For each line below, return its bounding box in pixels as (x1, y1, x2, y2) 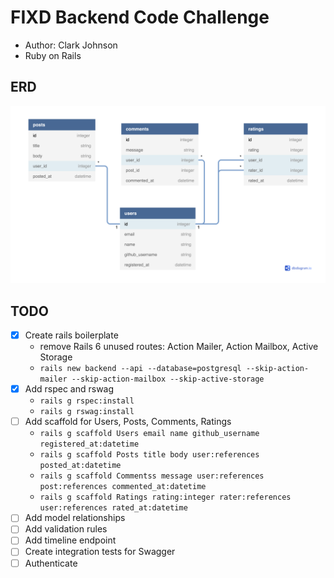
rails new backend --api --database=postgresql (39, 364, 242, 374)
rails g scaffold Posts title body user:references (39, 450, 260, 460)
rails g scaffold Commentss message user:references (39, 471, 265, 481)
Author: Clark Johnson (24, 39, 118, 51)
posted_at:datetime (39, 461, 122, 471)
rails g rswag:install (39, 407, 135, 417)
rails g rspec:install (39, 396, 135, 406)
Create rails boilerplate (24, 329, 119, 341)
